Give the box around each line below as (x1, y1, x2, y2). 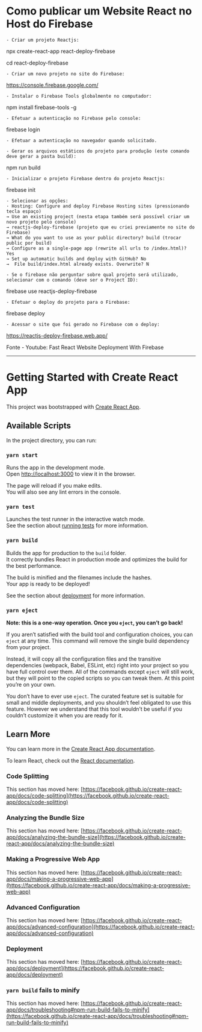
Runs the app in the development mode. (6, 464, 105, 471)
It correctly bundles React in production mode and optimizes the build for (6, 556, 188, 563)
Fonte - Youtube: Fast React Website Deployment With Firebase (6, 344, 164, 351)
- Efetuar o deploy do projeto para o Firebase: (6, 299, 130, 305)
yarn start (6, 451, 38, 459)
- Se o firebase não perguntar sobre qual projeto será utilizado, (6, 271, 179, 278)
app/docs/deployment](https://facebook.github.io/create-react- (6, 964, 164, 972)
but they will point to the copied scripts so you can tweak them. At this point (6, 674, 194, 682)
